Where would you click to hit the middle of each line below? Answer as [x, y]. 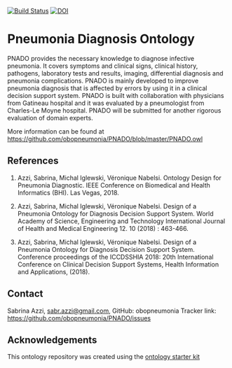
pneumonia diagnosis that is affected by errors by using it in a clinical [107, 88]
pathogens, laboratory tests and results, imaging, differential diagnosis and [115, 73]
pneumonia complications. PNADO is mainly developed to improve [103, 80]
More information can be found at [56, 131]
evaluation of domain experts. [50, 118]
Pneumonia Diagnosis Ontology [101, 39]
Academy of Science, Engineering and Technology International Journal [121, 221]
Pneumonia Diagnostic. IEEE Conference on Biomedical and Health [114, 185]
